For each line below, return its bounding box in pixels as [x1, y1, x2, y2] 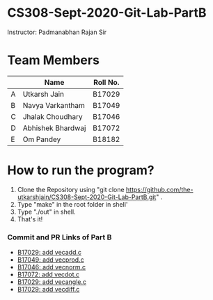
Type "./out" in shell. [17, 207, 76, 216]
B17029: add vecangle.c [17, 278, 87, 286]
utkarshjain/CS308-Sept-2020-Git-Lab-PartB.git [17, 193, 157, 201]
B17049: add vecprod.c [17, 255, 85, 264]
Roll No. [93, 77, 120, 87]
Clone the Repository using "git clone [17, 185, 125, 194]
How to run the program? [7, 162, 155, 178]
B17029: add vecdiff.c [17, 285, 80, 294]
